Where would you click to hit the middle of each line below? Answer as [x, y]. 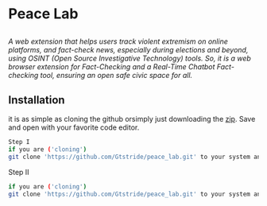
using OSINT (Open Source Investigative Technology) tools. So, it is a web [130, 58]
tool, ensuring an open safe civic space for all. [116, 75]
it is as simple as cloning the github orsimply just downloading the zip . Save [132, 119]
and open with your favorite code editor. [74, 127]
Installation [37, 100]
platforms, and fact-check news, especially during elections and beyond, [128, 49]
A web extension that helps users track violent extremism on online [118, 41]
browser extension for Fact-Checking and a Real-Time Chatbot [112, 66]
